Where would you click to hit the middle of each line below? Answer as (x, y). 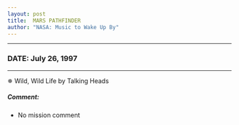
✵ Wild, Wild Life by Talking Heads (58, 81)
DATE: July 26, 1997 (42, 59)
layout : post (27, 14)
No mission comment (49, 115)
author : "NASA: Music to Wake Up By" (63, 27)
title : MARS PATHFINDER (44, 21)
